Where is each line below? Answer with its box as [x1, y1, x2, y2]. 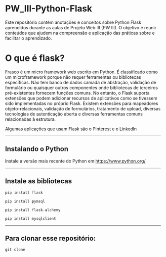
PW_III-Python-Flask [5, 3, 92, 14]
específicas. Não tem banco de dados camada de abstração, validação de [5, 79, 157, 85]
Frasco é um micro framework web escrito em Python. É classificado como [5, 69, 158, 75]
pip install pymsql [5, 199, 45, 204]
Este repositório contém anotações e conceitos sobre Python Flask [5, 19, 142, 25]
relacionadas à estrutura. [5, 116, 56, 122]
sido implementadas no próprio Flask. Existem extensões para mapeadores [5, 100, 158, 106]
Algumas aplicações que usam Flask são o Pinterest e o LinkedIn [5, 126, 137, 132]
